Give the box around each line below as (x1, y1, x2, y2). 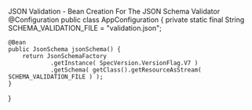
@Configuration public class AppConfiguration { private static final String (8, 15, 245, 24)
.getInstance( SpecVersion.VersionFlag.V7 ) (49, 59, 199, 67)
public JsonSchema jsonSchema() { (8, 46, 122, 53)
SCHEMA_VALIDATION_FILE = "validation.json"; (8, 24, 163, 32)
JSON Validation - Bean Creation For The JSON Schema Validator (8, 7, 221, 16)
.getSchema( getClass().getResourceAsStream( (49, 66, 202, 74)
